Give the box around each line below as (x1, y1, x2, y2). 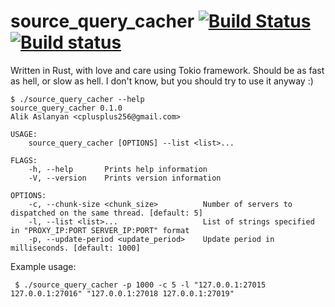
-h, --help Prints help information (28, 164, 208, 174)
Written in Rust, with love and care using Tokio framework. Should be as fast (10, 64, 325, 76)
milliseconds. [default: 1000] (10, 243, 141, 253)
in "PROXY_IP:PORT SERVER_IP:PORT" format (10, 225, 190, 235)
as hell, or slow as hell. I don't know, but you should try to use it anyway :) (10, 75, 314, 87)
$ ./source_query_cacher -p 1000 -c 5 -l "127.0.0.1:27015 (14, 280, 267, 290)
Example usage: (10, 260, 77, 272)
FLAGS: (10, 155, 38, 165)
